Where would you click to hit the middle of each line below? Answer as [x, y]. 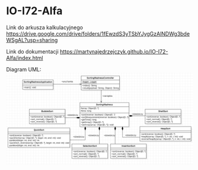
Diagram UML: [24, 69]
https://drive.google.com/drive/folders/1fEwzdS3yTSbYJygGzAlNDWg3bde [98, 33]
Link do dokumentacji [33, 51]
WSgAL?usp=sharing [32, 40]
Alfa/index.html [25, 58]
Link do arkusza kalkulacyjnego [44, 27]
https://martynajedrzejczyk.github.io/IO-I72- [114, 51]
